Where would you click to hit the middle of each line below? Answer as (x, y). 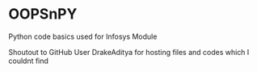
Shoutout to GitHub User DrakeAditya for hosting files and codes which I (129, 52)
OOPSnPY (43, 14)
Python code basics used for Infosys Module (83, 36)
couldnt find (28, 61)
